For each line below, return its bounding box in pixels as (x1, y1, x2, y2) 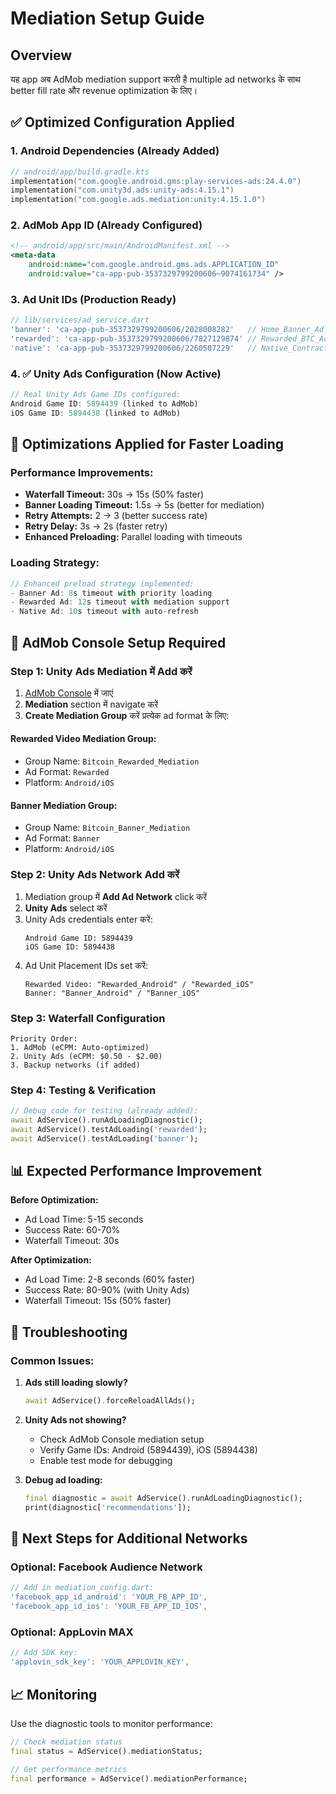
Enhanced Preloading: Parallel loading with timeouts (24, 531, 243, 543)
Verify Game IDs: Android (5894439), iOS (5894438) (39, 1444, 258, 1456)
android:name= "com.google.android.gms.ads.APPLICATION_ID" (28, 260, 280, 270)
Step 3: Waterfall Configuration (10, 1011, 166, 1025)
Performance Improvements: (10, 466, 154, 480)
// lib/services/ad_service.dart (10, 315, 150, 326)
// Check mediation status (10, 1737, 123, 1747)
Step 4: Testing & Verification (10, 1083, 157, 1097)
